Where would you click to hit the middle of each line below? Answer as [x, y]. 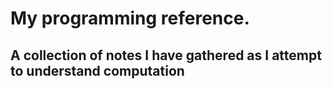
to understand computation [97, 70]
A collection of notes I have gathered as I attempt [166, 55]
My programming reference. [130, 18]
